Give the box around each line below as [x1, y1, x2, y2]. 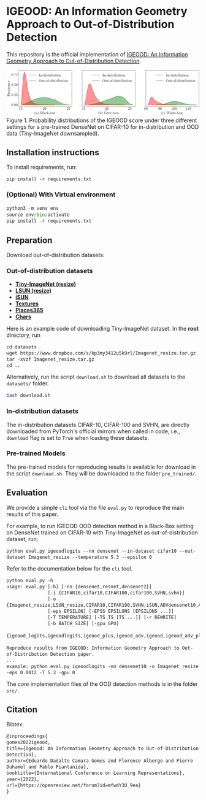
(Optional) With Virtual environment [6, 190, 116, 199]
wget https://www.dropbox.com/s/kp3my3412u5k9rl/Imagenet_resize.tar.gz [6, 350, 196, 356]
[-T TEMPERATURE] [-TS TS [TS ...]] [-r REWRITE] [47, 614, 177, 620]
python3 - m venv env [6, 205, 59, 211]
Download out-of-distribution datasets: [6, 252, 105, 259]
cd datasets [6, 344, 37, 350]
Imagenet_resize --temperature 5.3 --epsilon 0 [28, 554, 152, 560]
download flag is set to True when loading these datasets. [6, 434, 149, 441]
